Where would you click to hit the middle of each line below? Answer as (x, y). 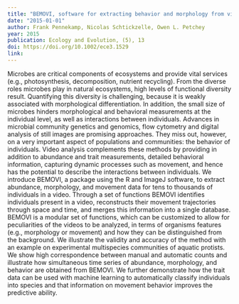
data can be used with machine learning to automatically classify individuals (119, 277)
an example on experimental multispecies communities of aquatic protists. (116, 247)
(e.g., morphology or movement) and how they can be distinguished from (115, 232)
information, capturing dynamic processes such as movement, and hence (115, 164)
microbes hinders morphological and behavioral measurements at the (109, 112)
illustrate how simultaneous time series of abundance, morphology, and (112, 262)
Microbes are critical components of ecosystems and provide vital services (117, 74)
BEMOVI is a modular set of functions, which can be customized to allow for (118, 217)
